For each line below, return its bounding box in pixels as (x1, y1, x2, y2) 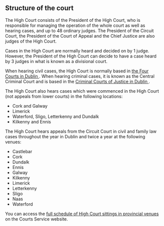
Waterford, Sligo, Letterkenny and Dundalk (12, 113, 99, 119)
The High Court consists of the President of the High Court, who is (5, 17, 141, 23)
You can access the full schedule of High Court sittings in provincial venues (5, 211, 159, 217)
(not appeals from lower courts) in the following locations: (5, 93, 123, 99)
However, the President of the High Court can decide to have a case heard (5, 53, 157, 59)
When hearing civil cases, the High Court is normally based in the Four (5, 68, 149, 74)
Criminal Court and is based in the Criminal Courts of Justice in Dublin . (5, 78, 150, 84)
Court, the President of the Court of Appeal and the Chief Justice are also (5, 33, 155, 39)
